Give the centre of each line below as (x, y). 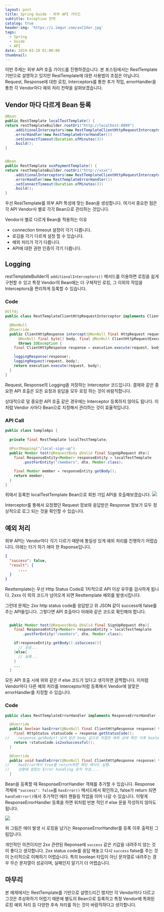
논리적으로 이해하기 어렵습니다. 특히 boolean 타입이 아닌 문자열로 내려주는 (81, 857)
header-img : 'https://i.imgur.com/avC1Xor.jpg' (54, 28)
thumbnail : (16, 55)
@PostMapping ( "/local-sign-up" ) (42, 449)
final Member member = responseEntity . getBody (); (65, 471)
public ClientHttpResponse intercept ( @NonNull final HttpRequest (77, 334)
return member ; (29, 476)
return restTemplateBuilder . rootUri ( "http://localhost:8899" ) (70, 125)
